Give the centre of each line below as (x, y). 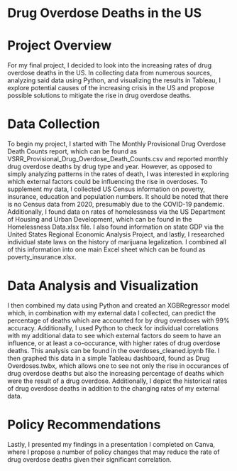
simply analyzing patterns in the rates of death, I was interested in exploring (118, 174)
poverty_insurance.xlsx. (42, 257)
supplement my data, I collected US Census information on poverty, (106, 189)
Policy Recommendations (84, 425)
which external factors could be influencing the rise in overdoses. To (108, 182)
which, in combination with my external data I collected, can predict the (112, 313)
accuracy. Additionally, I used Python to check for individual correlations (113, 328)
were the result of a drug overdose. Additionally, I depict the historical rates (117, 381)
